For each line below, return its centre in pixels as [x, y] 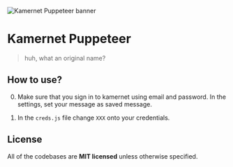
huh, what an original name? [65, 58]
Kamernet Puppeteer [69, 39]
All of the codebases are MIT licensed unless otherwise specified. [103, 156]
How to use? [35, 80]
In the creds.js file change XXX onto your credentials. [93, 118]
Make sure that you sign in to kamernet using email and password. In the [122, 97]
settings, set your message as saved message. [84, 104]
